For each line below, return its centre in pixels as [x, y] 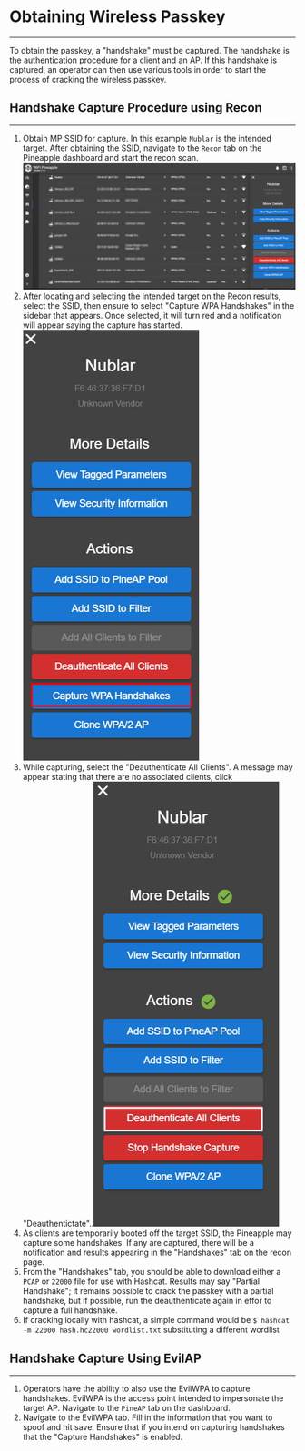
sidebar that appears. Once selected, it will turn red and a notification [152, 316]
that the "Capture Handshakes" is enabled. [103, 1437]
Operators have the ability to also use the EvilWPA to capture [136, 1389]
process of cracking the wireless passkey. [88, 79]
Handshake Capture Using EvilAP [105, 1358]
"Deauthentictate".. [58, 1224]
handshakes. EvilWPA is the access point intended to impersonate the [153, 1398]
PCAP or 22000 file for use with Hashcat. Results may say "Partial [141, 1281]
